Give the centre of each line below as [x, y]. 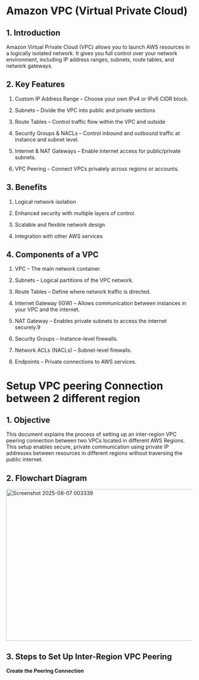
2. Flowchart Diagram [46, 478]
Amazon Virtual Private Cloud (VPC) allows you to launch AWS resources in [98, 47]
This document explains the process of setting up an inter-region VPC [91, 434]
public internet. [25, 460]
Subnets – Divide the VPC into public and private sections [85, 110]
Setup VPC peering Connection [85, 386]
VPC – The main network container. [58, 269]
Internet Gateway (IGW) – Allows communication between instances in [100, 303]
